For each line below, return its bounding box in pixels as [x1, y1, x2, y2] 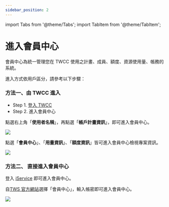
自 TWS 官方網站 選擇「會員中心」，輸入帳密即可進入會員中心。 [5, 186, 134, 192]
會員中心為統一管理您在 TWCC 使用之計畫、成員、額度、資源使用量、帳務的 [5, 58, 164, 64]
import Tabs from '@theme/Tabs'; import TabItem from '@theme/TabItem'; [5, 21, 161, 27]
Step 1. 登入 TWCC [12, 102, 52, 108]
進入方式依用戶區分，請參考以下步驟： [5, 76, 85, 82]
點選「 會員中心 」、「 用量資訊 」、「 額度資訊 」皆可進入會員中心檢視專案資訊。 [5, 139, 161, 145]
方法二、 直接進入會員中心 [5, 163, 70, 170]
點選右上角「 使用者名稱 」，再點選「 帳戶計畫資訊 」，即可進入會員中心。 [5, 119, 152, 125]
